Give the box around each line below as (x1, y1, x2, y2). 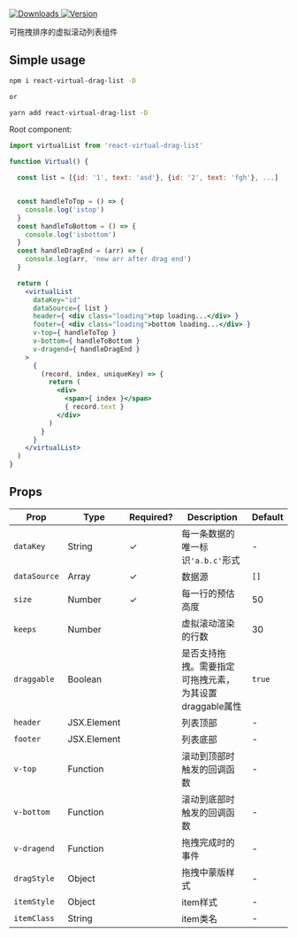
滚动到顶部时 (181, 749, 236, 762)
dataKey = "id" (32, 295, 81, 305)
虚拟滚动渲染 (181, 616, 236, 629)
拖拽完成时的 (181, 836, 236, 848)
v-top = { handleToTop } (32, 329, 117, 337)
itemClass (13, 913, 55, 923)
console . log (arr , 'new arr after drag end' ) (25, 255, 192, 264)
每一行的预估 (181, 587, 236, 600)
